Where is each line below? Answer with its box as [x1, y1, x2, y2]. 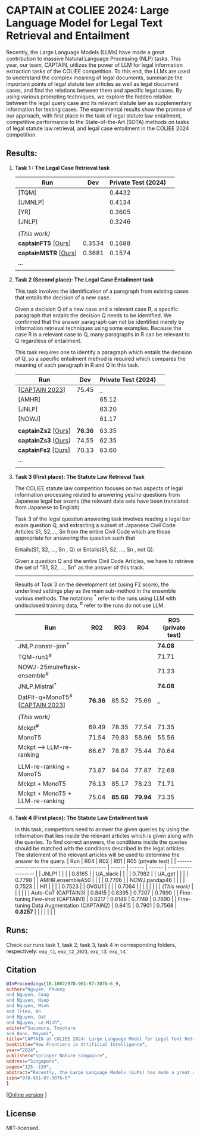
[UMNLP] [17, 198, 45, 206]
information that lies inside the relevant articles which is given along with [14, 832, 193, 840]
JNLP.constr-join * [17, 641, 70, 651]
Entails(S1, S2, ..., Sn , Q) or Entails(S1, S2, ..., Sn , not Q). [14, 546, 155, 553]
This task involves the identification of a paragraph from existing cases [14, 287, 189, 295]
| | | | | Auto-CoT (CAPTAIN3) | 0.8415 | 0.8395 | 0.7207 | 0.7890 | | [14, 889, 179, 896]
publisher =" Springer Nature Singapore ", [6, 1053, 108, 1059]
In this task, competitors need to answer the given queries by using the [14, 826, 189, 833]
